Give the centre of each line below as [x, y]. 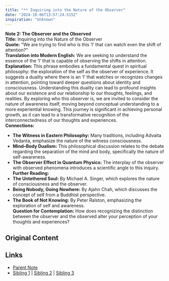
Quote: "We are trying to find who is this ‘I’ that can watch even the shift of [83, 45]
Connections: [20, 126]
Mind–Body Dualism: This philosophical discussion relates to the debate [88, 146]
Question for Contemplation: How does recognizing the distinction [83, 211]
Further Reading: [31, 173]
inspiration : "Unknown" [30, 19]
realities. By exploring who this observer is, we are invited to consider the [82, 99]
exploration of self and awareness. [49, 206]
